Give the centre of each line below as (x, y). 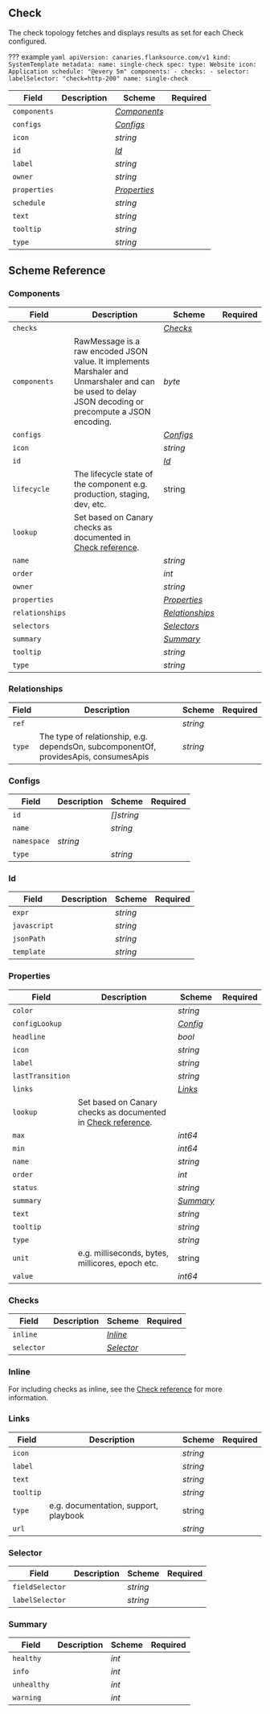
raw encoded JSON (111, 351)
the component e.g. (110, 484)
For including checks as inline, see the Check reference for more (115, 1389)
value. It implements (112, 361)
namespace (31, 841)
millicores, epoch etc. (118, 1263)
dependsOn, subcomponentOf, (98, 746)
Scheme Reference (57, 271)
